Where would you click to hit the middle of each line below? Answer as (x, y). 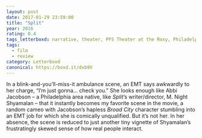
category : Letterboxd (33, 62)
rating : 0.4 (21, 34)
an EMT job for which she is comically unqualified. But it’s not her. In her (96, 116)
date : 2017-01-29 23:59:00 (40, 17)
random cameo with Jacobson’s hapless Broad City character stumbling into (101, 110)
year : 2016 (20, 28)
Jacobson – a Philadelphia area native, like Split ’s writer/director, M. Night (97, 97)
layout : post (23, 12)
